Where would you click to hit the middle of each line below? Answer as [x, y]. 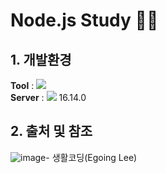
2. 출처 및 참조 [51, 131]
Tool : [22, 85]
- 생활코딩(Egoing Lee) [91, 157]
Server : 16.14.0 [48, 97]
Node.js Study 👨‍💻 [84, 20]
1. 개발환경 [41, 59]
